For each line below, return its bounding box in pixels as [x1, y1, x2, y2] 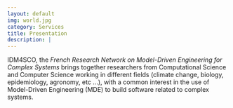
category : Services [7, 23, 65, 30]
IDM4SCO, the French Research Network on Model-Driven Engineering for [7, 55, 222, 64]
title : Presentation [7, 29, 68, 37]
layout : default [7, 10, 55, 18]
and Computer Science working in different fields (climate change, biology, [7, 71, 224, 79]
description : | [7, 36, 52, 43]
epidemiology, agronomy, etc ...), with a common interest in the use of [7, 78, 210, 86]
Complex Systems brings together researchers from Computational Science [7, 63, 227, 72]
